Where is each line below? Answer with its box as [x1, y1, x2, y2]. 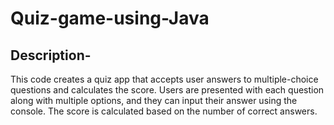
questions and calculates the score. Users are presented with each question [10, 84, 325, 96]
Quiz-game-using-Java [10, 7, 210, 30]
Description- [10, 47, 92, 64]
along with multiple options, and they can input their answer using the [10, 95, 298, 106]
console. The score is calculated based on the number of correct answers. [10, 105, 318, 117]
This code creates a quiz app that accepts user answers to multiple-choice [10, 73, 319, 85]
